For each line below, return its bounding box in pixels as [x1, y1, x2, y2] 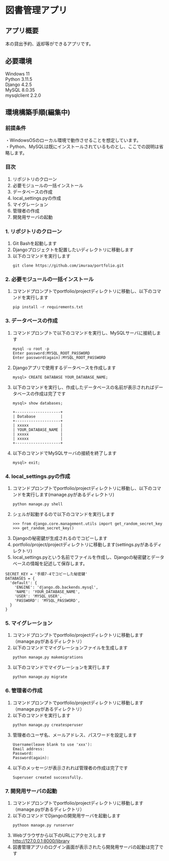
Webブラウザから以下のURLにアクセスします [12, 832, 106, 838]
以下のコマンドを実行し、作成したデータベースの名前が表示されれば [12, 384, 155, 390]
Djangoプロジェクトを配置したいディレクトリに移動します [12, 247, 134, 253]
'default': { [10, 580, 37, 585]
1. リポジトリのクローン [5, 228, 62, 235]
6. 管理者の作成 [5, 687, 43, 694]
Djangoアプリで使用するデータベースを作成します [12, 364, 116, 371]
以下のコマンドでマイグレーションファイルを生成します [12, 645, 128, 651]
